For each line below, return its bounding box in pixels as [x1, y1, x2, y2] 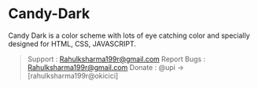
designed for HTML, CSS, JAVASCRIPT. [8, 38, 136, 48]
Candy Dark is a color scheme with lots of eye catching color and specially [8, 31, 250, 40]
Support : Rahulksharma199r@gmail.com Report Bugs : [27, 54, 206, 64]
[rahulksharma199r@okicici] [27, 71, 119, 80]
